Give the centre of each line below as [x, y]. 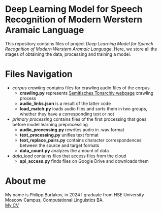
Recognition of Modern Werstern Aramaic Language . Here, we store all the [81, 49]
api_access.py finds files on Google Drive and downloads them [84, 161]
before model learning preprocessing [50, 124]
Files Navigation [39, 74]
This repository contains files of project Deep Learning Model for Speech [79, 43]
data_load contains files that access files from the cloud [69, 156]
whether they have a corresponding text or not [67, 114]
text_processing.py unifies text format [59, 135]
